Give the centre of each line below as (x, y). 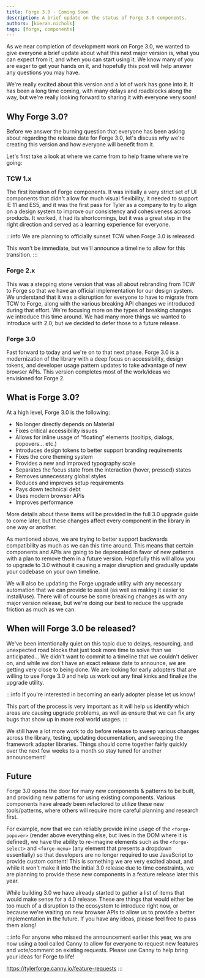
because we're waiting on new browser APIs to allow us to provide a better (101, 912)
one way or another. (32, 527)
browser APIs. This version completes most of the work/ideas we (88, 372)
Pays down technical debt (48, 489)
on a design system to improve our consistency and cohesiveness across (99, 211)
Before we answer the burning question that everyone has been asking (96, 132)
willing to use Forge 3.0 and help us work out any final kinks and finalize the (102, 676)
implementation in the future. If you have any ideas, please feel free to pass (102, 919)
